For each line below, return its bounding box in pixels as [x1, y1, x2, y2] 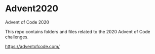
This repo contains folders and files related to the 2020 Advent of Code [5, 28, 151, 34]
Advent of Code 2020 [5, 19, 49, 25]
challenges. [5, 34, 29, 40]
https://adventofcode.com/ [5, 43, 60, 49]
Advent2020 [5, 3, 58, 14]
